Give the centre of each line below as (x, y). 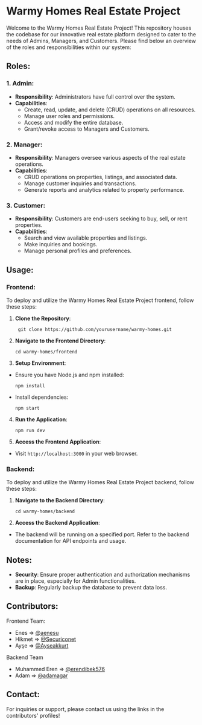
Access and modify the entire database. (74, 122)
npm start (27, 408)
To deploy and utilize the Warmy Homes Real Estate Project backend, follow (100, 482)
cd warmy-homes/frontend (46, 352)
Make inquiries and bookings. (61, 244)
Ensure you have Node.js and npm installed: (70, 375)
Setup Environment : (40, 363)
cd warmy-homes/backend (45, 512)
